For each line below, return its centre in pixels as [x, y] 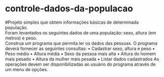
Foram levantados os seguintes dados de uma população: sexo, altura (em [81, 33]
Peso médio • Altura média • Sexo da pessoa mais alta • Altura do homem [81, 54]
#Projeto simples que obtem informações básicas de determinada [72, 22]
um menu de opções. [27, 69]
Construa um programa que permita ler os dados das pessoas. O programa [81, 43]
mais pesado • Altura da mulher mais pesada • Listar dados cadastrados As [82, 59]
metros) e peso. [21, 38]
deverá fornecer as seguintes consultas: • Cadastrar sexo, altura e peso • [80, 48]
